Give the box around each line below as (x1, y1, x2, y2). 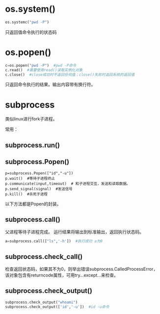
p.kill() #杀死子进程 (5, 192, 48, 197)
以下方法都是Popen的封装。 (5, 200, 61, 207)
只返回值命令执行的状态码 (5, 29, 57, 35)
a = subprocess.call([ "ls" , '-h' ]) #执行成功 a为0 (5, 239, 103, 244)
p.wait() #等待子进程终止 (5, 176, 55, 181)
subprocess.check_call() (5, 252, 83, 261)
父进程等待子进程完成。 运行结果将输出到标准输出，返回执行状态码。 (5, 229, 144, 235)
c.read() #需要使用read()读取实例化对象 (5, 67, 83, 72)
